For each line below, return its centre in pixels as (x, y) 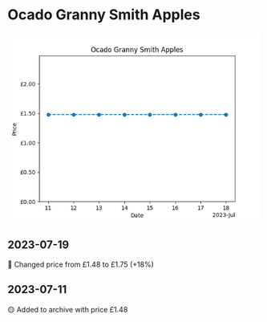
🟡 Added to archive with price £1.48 (68, 309)
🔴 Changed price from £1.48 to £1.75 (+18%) (81, 264)
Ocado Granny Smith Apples (104, 15)
